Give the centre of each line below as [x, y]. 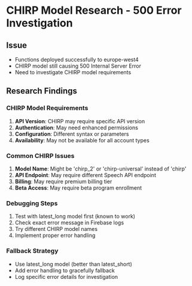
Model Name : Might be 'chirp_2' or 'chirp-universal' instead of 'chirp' [100, 169]
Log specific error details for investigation [66, 276]
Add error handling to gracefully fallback [65, 270]
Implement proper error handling [55, 235]
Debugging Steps [32, 203]
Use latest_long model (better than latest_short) [74, 264]
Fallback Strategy [32, 251]
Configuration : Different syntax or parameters [72, 134]
